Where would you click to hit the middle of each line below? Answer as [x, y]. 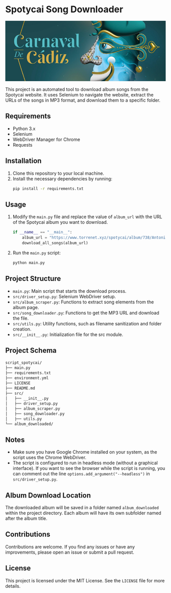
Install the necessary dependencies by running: [63, 179]
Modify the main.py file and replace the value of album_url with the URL [87, 217]
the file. [21, 318]
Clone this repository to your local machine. [58, 173]
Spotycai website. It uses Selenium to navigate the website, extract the [79, 94]
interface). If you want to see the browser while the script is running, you [89, 468]
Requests [22, 145]
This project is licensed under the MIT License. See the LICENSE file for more [85, 580]
